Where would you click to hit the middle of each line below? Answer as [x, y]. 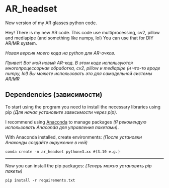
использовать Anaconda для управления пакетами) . [62, 127]
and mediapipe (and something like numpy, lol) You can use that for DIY [79, 38]
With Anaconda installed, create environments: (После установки [74, 137]
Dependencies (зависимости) [54, 95]
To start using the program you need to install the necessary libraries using [83, 107]
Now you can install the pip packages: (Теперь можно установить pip [78, 166]
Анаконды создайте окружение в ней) [47, 142]
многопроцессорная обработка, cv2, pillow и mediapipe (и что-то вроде [83, 68]
